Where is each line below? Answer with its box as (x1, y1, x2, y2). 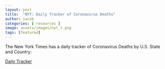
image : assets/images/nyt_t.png (5, 26, 71, 31)
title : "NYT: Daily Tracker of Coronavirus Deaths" (5, 12, 116, 17)
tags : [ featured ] (5, 30, 41, 35)
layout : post (5, 7, 32, 12)
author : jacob (5, 16, 34, 21)
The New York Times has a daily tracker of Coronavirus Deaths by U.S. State (5, 44, 161, 49)
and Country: (5, 49, 32, 55)
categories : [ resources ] (5, 21, 61, 26)
